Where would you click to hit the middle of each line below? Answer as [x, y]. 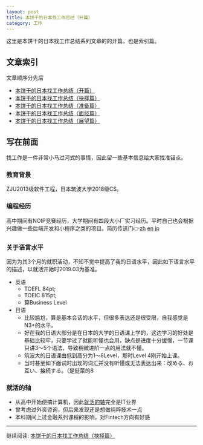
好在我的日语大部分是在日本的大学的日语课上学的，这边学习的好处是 [109, 332]
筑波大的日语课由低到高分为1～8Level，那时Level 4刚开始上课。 [103, 355]
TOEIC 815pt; [40, 295]
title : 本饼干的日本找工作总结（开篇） [50, 18]
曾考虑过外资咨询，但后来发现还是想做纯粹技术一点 [79, 410]
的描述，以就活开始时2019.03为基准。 [53, 269]
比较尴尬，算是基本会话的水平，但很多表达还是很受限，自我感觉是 [106, 317]
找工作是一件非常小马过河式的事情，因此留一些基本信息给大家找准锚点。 [96, 157]
